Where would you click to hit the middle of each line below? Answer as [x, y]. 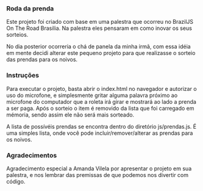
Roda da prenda [30, 9]
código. [16, 181]
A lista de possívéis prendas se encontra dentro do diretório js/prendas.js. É [101, 126]
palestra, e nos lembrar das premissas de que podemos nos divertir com [98, 175]
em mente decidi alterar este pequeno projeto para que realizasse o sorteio [101, 53]
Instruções [23, 76]
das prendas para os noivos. [42, 60]
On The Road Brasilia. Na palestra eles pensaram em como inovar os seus [99, 28]
